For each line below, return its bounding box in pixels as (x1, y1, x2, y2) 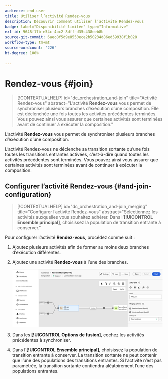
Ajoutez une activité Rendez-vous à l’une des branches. (12, 259, 128, 265)
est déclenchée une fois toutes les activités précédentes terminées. (17, 111, 157, 117)
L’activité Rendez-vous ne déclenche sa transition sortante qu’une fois (5, 146, 150, 152)
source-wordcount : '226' (5, 45, 57, 50)
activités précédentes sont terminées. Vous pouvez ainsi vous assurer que (5, 157, 158, 163)
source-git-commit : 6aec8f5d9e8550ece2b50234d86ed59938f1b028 (5, 35, 137, 40)
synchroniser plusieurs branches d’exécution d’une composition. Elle (17, 106, 159, 112)
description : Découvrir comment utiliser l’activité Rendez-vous (5, 19, 144, 24)
